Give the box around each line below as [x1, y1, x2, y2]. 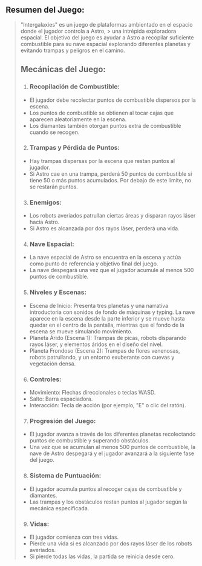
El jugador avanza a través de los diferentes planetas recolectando [29, 430, 196, 438]
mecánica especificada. [29, 504, 90, 511]
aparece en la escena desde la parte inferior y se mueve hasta [29, 315, 185, 322]
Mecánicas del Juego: [20, 64, 106, 75]
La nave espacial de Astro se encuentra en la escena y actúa [29, 254, 181, 261]
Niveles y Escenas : [29, 288, 87, 296]
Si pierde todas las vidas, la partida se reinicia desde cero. [29, 553, 175, 560]
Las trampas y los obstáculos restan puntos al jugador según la [29, 498, 187, 505]
